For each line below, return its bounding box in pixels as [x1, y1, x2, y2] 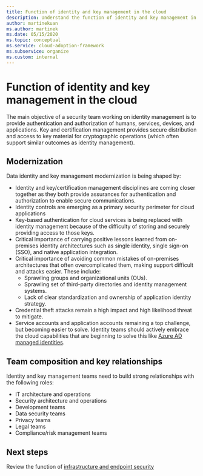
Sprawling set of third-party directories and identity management [24, 281, 187, 288]
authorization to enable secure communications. [15, 197, 136, 204]
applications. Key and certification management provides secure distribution [6, 126, 197, 133]
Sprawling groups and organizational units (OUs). [24, 274, 147, 282]
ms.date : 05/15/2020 [6, 32, 59, 38]
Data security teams [15, 410, 65, 417]
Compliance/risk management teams [15, 429, 107, 437]
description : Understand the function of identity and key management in [6, 15, 197, 21]
